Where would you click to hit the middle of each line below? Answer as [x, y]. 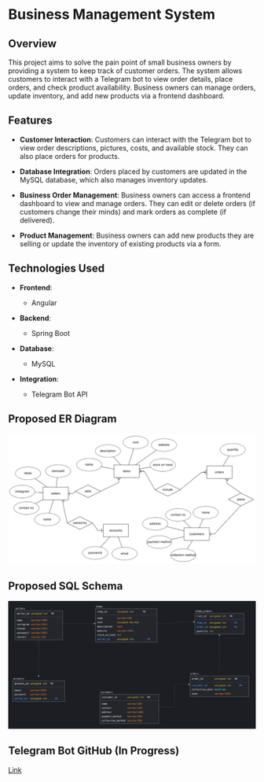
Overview [33, 44]
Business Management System [112, 15]
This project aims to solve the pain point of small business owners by [120, 62]
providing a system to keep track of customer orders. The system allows [125, 71]
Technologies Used [56, 269]
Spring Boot [51, 333]
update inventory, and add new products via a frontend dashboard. [117, 96]
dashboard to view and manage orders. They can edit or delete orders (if [137, 203]
